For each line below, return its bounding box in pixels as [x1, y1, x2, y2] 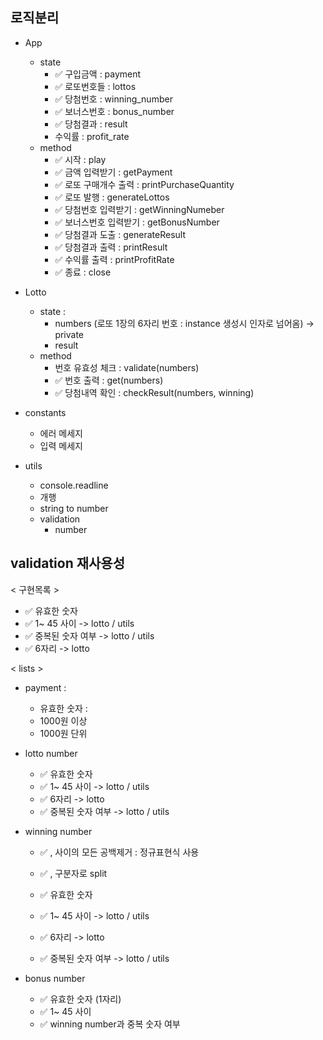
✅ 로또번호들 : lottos [54, 80, 137, 92]
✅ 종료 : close [54, 266, 112, 278]
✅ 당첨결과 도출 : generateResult [54, 228, 187, 240]
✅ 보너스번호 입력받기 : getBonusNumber [54, 216, 220, 228]
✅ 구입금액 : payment [54, 68, 142, 80]
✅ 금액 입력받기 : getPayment [54, 166, 173, 178]
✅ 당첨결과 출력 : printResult [54, 241, 168, 253]
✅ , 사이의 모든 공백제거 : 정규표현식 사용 [39, 846, 200, 858]
